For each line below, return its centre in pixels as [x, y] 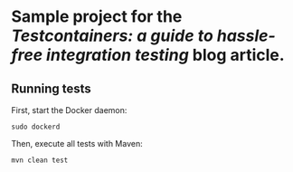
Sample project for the [97, 17]
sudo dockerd [36, 127]
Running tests [52, 88]
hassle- [246, 36]
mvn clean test [40, 160]
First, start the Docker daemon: [69, 110]
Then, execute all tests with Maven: [77, 143]
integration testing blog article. [165, 55]
